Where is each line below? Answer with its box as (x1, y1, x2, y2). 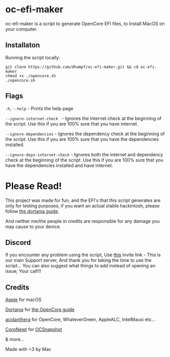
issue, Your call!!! (5, 268, 41, 275)
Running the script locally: (5, 54, 60, 60)
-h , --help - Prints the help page (5, 105, 73, 111)
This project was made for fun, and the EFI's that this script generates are (5, 197, 161, 203)
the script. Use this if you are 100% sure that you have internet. (5, 120, 139, 127)
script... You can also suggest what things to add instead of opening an (5, 263, 156, 269)
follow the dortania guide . (5, 208, 59, 214)
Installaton (5, 41, 40, 50)
